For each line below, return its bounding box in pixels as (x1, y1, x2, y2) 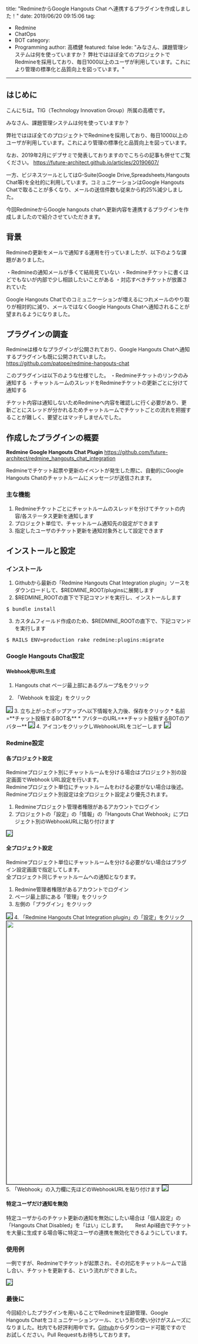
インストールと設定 (6, 546, 76, 556)
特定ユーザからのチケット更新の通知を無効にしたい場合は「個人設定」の (6, 1214, 181, 1221)
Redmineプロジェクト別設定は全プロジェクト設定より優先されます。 (6, 791, 171, 798)
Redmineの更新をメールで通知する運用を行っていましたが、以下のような (6, 248, 182, 256)
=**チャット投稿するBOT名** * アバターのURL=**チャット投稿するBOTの (6, 715, 185, 722)
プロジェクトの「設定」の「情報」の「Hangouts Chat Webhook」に (14, 811, 179, 818)
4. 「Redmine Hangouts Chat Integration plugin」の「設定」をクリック (14, 913, 185, 920)
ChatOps (14, 31, 36, 37)
